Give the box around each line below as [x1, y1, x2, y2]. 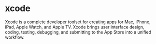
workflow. [5, 34, 25, 40]
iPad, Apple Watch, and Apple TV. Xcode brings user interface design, [5, 24, 144, 29]
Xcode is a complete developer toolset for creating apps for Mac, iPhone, [5, 19, 151, 25]
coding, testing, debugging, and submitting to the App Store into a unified [5, 29, 151, 35]
